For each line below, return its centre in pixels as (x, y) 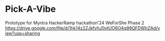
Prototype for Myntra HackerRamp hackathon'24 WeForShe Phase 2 (75, 23)
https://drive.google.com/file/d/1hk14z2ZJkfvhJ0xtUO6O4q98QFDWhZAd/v (83, 28)
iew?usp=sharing (23, 33)
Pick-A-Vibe (30, 9)
